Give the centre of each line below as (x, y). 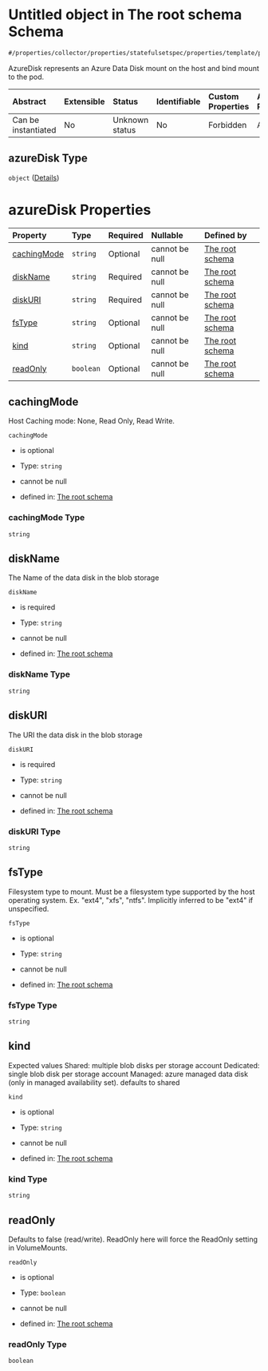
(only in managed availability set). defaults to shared (94, 1082)
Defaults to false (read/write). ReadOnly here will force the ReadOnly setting (133, 1239)
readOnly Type (37, 1344)
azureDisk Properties (80, 210)
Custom (224, 96)
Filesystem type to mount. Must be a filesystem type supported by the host (132, 892)
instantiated (34, 129)
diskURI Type (35, 831)
